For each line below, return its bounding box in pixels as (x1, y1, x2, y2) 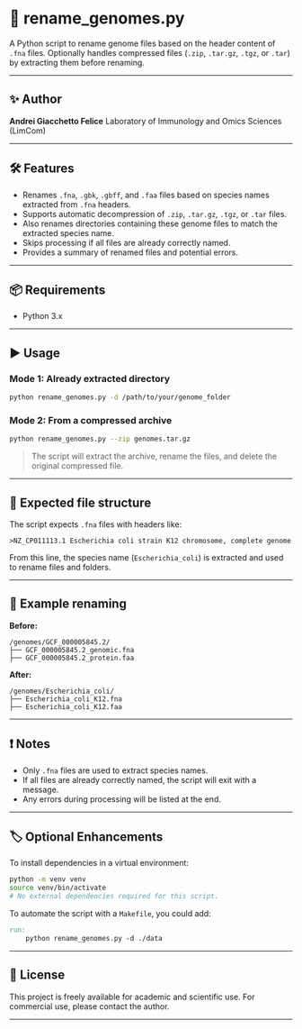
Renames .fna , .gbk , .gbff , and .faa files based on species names (22, 189, 270, 200)
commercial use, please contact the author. (9, 1000, 170, 1012)
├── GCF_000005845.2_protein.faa (9, 653, 135, 662)
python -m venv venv (9, 875, 87, 884)
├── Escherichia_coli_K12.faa (9, 702, 123, 711)
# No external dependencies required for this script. (9, 892, 219, 901)
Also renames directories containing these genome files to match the (22, 218, 279, 229)
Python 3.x (22, 311, 63, 322)
